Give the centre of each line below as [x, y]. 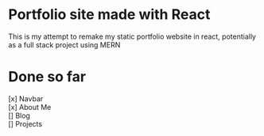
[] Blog [19, 115]
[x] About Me [30, 107]
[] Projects [25, 123]
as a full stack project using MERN [64, 44]
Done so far [47, 77]
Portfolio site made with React [109, 15]
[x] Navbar [26, 98]
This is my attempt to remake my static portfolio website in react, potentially [132, 36]
